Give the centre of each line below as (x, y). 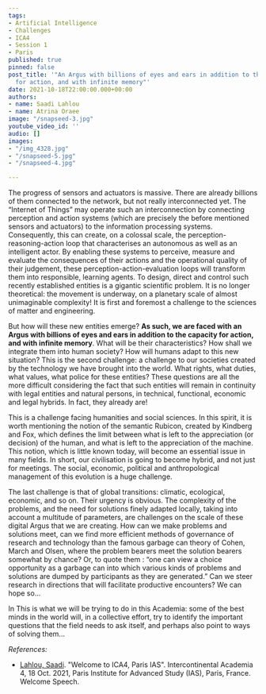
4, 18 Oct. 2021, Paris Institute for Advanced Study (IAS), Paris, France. (135, 673)
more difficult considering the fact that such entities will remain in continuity (132, 385)
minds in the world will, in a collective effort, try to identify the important (125, 617)
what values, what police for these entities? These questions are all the (124, 377)
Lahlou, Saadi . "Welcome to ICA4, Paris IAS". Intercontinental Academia (136, 665)
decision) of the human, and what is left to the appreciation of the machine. (131, 443)
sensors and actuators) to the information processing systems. (110, 226)
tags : (17, 15)
